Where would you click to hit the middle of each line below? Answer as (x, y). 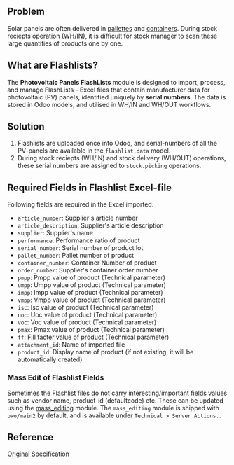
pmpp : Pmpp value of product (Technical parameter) (91, 278)
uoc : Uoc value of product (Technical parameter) (87, 315)
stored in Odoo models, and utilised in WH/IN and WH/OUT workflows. (109, 104)
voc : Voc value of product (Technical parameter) (87, 322)
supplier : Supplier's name (55, 233)
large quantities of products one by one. (65, 43)
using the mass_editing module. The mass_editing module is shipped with (113, 408)
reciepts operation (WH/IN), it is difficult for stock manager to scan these (112, 36)
